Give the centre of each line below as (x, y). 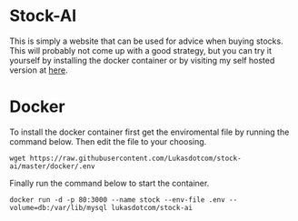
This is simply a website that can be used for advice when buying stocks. (146, 41)
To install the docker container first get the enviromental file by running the (149, 132)
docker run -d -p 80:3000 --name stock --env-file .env (117, 200)
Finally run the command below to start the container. (109, 183)
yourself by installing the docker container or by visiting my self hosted (142, 60)
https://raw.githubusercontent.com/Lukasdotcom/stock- (136, 158)
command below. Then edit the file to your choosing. (108, 141)
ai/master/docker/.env (52, 166)
